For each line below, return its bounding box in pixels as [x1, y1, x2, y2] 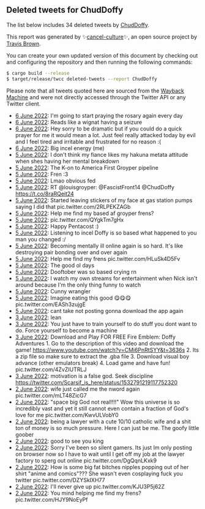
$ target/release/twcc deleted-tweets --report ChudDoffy [6, 76, 157, 82]
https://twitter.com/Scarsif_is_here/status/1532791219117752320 [15, 379, 178, 386]
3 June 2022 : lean [15, 314, 62, 321]
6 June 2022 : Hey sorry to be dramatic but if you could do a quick [15, 125, 182, 132]
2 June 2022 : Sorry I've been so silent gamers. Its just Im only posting [15, 443, 192, 451]
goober [15, 431, 34, 438]
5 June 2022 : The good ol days [15, 262, 95, 269]
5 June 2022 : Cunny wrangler [15, 287, 91, 295]
